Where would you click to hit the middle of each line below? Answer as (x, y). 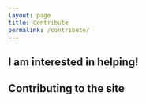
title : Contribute (38, 23)
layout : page (30, 15)
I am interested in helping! (73, 62)
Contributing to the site (66, 88)
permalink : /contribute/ (49, 30)
